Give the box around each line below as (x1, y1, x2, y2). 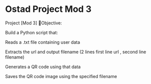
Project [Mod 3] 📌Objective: (5, 20, 62, 26)
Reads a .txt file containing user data (5, 39, 80, 45)
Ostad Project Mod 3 (5, 3, 92, 15)
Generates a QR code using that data (5, 64, 81, 70)
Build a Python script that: (5, 29, 58, 35)
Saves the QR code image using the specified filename (5, 73, 117, 79)
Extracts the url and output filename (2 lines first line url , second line (5, 49, 147, 55)
